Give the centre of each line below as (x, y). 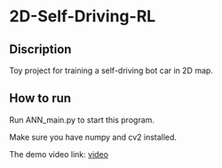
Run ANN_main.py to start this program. (82, 120)
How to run (40, 98)
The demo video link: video (59, 154)
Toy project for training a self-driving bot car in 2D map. (111, 70)
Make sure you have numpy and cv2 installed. (93, 137)
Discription (40, 49)
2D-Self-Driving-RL (83, 16)
